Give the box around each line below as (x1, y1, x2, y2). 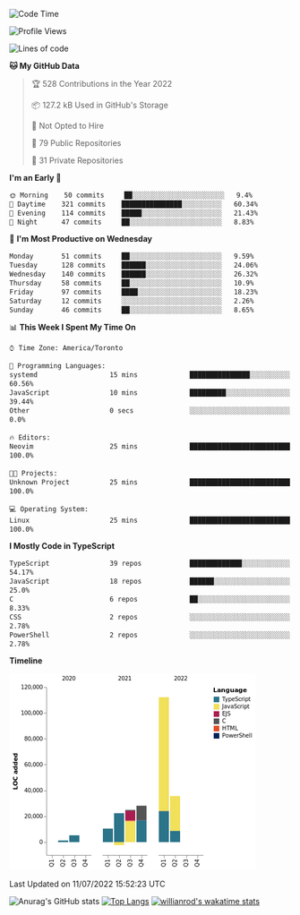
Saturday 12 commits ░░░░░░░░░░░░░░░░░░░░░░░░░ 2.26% (9, 296, 254, 305)
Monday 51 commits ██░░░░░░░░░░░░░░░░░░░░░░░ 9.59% (9, 252, 254, 261)
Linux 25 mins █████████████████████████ (9, 516, 291, 525)
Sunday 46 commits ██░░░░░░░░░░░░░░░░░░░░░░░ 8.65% (9, 305, 254, 314)
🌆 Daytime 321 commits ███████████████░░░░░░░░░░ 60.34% (9, 200, 258, 209)
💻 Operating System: (9, 505, 90, 514)
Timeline (9, 655, 43, 666)
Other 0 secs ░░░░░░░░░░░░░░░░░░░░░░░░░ (9, 406, 291, 415)
